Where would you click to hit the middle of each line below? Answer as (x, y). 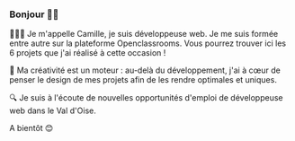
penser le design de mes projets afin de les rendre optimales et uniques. (143, 80)
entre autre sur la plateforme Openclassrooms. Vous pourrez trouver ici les (147, 43)
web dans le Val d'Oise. (53, 110)
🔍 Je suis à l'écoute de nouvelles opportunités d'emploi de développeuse (146, 98)
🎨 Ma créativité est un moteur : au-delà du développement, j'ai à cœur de (145, 70)
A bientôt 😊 (31, 128)
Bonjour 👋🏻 (34, 14)
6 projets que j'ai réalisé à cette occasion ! (88, 53)
